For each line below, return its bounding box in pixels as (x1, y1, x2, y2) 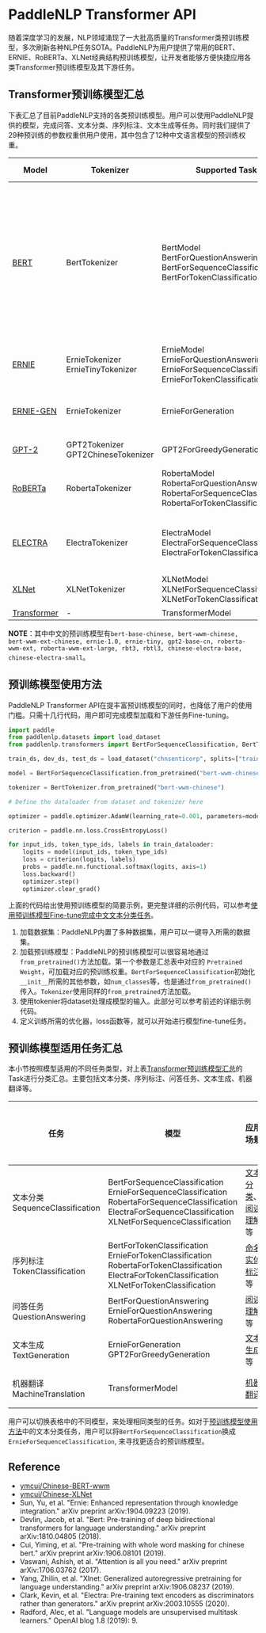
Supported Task (195, 164, 257, 175)
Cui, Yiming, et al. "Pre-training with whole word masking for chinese (19, 1540, 245, 1550)
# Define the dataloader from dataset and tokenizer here (8, 797, 203, 805)
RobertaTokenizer (66, 482, 132, 493)
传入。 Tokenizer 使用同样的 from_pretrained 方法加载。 (19, 986, 196, 995)
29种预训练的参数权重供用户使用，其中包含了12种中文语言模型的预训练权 (8, 130, 246, 139)
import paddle (8, 726, 55, 734)
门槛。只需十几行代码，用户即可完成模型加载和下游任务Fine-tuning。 (8, 710, 234, 720)
